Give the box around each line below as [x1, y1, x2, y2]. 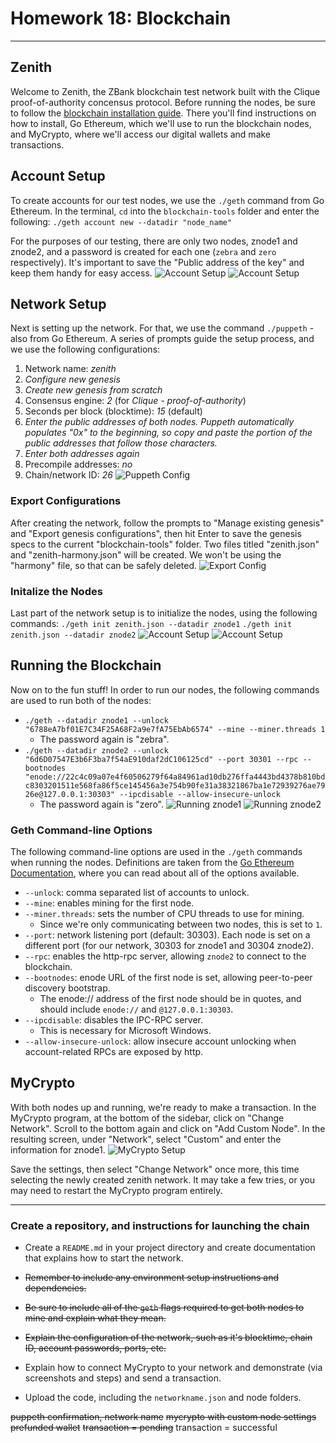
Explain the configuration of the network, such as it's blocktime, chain [24, 1332, 313, 1344]
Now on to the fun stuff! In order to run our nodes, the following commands [10, 683, 320, 696]
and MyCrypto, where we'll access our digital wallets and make [10, 128, 272, 140]
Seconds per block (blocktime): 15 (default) [24, 405, 203, 417]
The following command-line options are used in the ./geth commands [10, 846, 303, 858]
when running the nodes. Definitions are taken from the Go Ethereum [10, 857, 295, 869]
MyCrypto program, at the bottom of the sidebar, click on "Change [10, 1112, 285, 1124]
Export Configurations [10, 494, 122, 508]
